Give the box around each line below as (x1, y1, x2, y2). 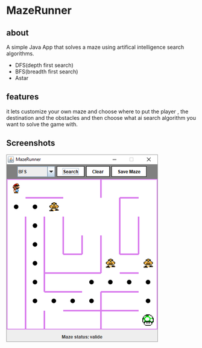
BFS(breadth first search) (14, 68, 78, 75)
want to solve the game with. (6, 120, 78, 128)
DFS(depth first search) (14, 61, 74, 69)
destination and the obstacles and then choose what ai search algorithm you (6, 114, 197, 121)
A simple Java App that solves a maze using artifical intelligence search (6, 43, 185, 51)
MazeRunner (6, 4, 72, 17)
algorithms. (6, 50, 34, 57)
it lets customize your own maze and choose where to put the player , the (6, 108, 189, 115)
